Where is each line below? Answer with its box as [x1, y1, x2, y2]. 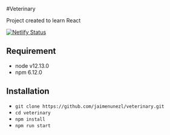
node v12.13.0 [15, 62, 50, 69]
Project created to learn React [6, 17, 81, 24]
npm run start [15, 122, 51, 129]
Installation [6, 86, 50, 96]
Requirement [6, 46, 56, 56]
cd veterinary [15, 110, 51, 116]
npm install [15, 116, 45, 122]
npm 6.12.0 [15, 68, 42, 76]
